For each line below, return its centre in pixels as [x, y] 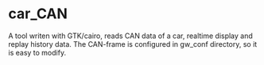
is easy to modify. [37, 52]
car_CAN [38, 14]
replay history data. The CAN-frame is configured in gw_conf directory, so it [133, 44]
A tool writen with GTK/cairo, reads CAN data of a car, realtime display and [130, 36]
